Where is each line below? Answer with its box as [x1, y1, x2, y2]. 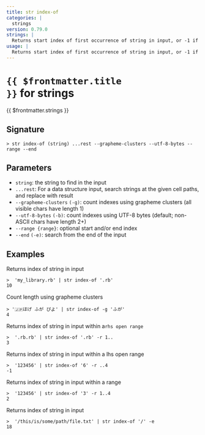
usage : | [6, 44, 29, 50]
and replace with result [15, 192, 73, 200]
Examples [6, 249, 45, 259]
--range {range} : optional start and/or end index [15, 225, 138, 232]
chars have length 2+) [31, 218, 87, 225]
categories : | [6, 15, 43, 21]
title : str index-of [6, 9, 59, 15]
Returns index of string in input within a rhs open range [6, 323, 144, 330]
